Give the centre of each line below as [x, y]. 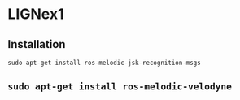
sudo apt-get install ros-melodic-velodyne [120, 87]
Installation [37, 44]
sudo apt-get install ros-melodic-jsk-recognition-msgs [104, 63]
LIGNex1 [36, 14]
